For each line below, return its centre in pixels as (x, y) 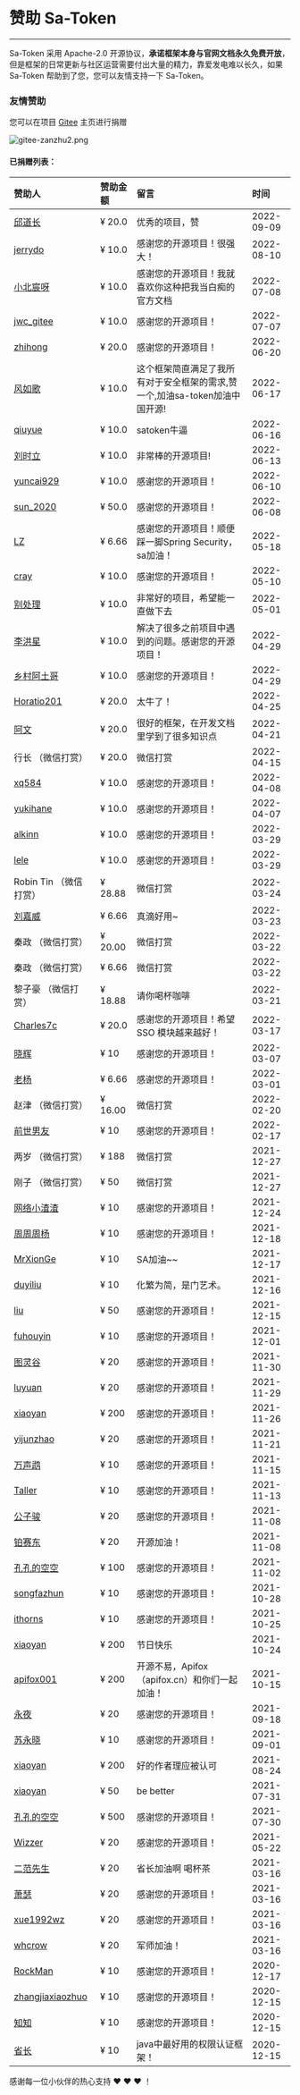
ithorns (29, 1619)
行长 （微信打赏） (51, 758)
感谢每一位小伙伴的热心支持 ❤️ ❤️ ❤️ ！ (80, 2082)
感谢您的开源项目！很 (181, 244)
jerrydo (29, 249)
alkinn (26, 834)
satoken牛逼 (162, 430)
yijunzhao (34, 1439)
